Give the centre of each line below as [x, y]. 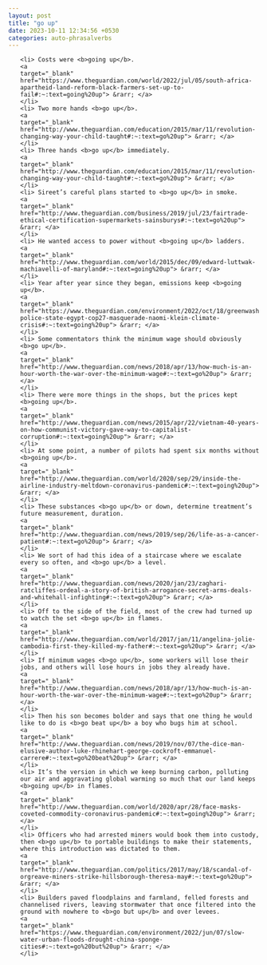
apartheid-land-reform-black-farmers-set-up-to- [102, 88]
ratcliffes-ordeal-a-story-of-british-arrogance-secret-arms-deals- [136, 591]
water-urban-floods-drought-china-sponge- [91, 940]
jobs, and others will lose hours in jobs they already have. [125, 667]
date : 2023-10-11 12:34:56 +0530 [64, 30]
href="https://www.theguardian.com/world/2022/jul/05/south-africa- [136, 81]
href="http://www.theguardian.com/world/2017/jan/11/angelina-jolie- [138, 639]
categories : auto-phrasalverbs [60, 38]
